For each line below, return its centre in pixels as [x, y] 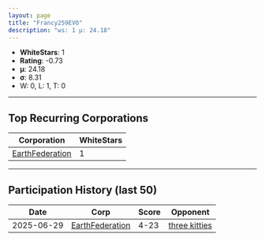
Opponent [190, 212]
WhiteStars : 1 [42, 53]
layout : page [30, 15]
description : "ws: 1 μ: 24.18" [60, 30]
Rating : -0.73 [41, 61]
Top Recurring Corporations [78, 118]
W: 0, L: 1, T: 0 [43, 86]
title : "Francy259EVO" [45, 23]
